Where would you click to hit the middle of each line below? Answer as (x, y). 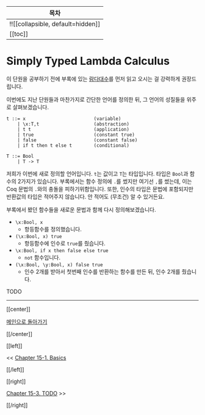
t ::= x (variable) (64, 119)
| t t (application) (74, 129)
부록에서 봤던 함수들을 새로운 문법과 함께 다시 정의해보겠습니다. (81, 209)
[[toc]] (19, 34)
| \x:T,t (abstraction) (74, 124)
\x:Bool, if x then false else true (62, 250)
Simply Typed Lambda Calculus (88, 61)
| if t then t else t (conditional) (74, 145)
